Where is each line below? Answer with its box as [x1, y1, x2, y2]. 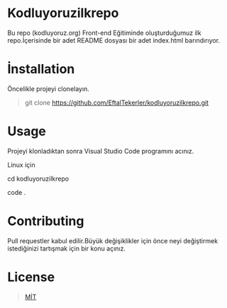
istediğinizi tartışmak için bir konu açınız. [7, 244, 126, 253]
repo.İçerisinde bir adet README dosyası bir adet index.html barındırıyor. [7, 36, 221, 44]
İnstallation [7, 61, 75, 78]
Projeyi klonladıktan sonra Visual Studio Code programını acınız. [7, 147, 194, 155]
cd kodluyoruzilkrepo [7, 174, 70, 183]
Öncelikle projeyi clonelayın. [7, 84, 90, 93]
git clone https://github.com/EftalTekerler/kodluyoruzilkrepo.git [24, 98, 209, 107]
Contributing [7, 213, 84, 229]
